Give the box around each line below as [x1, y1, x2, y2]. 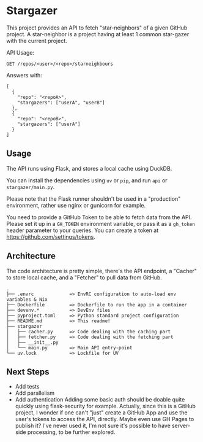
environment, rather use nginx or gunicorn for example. [6, 201, 146, 209]
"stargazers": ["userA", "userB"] [17, 99, 105, 106]
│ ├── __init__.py [6, 339, 59, 346]
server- [171, 422, 191, 430]
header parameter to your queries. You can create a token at [6, 227, 159, 234]
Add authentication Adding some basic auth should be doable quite [15, 396, 185, 403]
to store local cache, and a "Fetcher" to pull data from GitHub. [6, 274, 162, 281]
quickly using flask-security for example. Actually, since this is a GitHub [15, 403, 196, 410]
